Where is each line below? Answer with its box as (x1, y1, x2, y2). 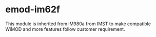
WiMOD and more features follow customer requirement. (5, 26, 125, 32)
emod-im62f (5, 4, 61, 15)
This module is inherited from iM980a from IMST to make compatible (5, 21, 151, 27)
